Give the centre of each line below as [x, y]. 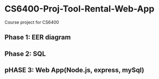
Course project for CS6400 [32, 22]
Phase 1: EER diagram [38, 37]
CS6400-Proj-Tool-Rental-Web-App [79, 9]
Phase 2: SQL [25, 54]
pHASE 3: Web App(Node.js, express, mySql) [74, 70]
